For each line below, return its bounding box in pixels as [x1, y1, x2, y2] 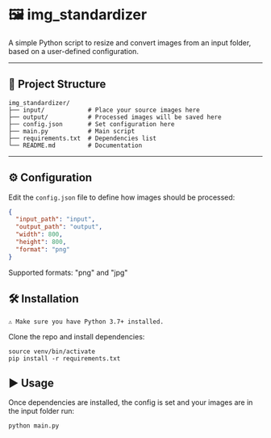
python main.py [8, 422, 60, 430]
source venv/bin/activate [8, 347, 95, 356]
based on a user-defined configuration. [8, 46, 140, 56]
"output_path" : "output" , [15, 223, 103, 231]
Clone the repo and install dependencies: [8, 331, 145, 341]
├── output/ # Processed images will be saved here [8, 113, 222, 121]
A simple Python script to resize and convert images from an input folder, [8, 37, 252, 48]
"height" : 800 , [15, 238, 67, 246]
